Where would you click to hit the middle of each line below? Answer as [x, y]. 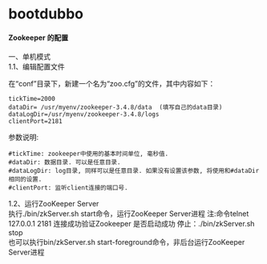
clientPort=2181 [35, 122]
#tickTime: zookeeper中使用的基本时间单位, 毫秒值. [89, 154]
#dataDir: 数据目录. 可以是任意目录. [65, 162]
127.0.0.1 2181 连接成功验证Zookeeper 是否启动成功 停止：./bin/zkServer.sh [131, 224]
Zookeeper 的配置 [38, 38]
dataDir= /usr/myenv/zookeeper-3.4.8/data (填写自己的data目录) [115, 108]
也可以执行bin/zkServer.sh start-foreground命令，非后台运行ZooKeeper [127, 242]
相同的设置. [25, 180]
